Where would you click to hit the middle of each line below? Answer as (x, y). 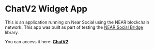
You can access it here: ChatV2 (37, 41)
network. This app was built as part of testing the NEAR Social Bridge (74, 27)
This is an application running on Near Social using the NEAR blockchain (77, 22)
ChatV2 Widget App (46, 9)
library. (12, 32)
